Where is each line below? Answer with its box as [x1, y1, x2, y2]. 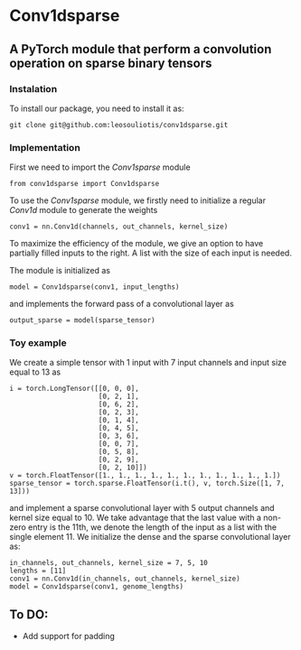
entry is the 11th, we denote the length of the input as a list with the [28, 522, 277, 533]
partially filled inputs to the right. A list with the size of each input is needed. [9, 247, 292, 258]
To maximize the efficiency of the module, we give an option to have [9, 238, 264, 249]
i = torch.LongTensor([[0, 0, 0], [9, 385, 140, 394]
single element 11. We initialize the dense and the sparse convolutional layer [9, 532, 291, 543]
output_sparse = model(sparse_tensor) [9, 316, 155, 325]
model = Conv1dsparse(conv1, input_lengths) [9, 283, 180, 292]
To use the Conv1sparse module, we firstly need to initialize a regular [9, 195, 267, 206]
